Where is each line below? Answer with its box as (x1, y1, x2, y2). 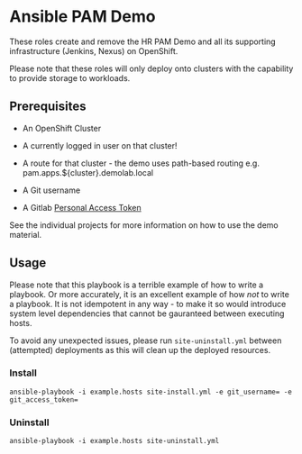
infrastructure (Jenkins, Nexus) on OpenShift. (9, 45, 178, 56)
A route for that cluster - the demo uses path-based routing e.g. (22, 158, 260, 168)
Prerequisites (9, 99, 87, 114)
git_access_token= (9, 395, 78, 404)
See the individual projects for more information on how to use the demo (9, 219, 279, 231)
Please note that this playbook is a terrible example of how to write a (9, 279, 264, 290)
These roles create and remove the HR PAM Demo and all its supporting (9, 36, 277, 47)
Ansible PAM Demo (9, 6, 156, 27)
